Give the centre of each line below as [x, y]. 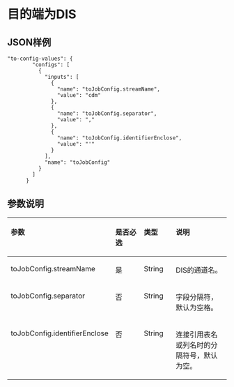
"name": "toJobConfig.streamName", [108, 89]
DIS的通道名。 [198, 270]
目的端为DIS [42, 14]
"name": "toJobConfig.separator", [107, 114]
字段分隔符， [196, 297]
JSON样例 [29, 42]
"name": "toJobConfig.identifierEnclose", [119, 138]
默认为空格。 [196, 308]
